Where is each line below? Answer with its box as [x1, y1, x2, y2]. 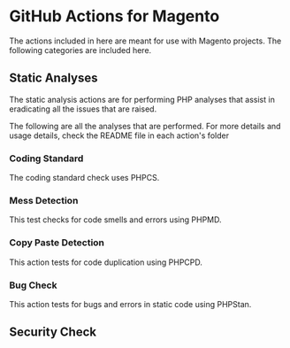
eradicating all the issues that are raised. [9, 104, 157, 114]
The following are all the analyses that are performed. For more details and [9, 120, 281, 131]
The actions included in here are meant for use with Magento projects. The [9, 35, 282, 46]
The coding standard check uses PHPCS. [9, 173, 160, 183]
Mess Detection [9, 194, 79, 206]
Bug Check [9, 279, 57, 291]
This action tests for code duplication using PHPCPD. [9, 257, 203, 267]
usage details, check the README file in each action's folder [9, 130, 230, 141]
